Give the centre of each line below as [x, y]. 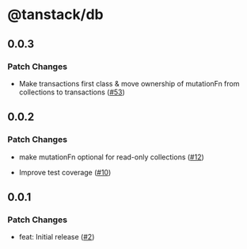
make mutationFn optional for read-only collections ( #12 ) [112, 157]
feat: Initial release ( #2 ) [57, 237]
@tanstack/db [55, 15]
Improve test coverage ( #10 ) [65, 172]
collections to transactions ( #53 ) [72, 92]
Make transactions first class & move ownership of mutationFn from [129, 83]
